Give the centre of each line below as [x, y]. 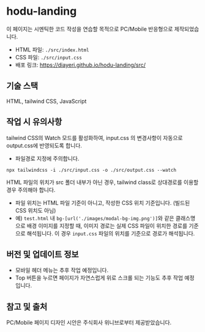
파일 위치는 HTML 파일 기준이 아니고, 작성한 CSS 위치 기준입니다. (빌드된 [102, 202]
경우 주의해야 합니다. [31, 190]
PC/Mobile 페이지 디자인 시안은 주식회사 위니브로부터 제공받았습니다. [89, 323]
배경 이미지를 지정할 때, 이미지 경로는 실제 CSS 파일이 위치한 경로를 [107, 226]
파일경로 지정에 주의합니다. [47, 158]
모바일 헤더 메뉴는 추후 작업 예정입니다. [62, 270]
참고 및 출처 [27, 307]
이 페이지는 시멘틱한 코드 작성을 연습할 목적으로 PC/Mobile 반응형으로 [90, 29]
